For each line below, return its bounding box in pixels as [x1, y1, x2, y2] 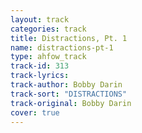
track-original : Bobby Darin [10, 98, 132, 108]
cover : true [10, 107, 60, 118]
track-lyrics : [10, 71, 70, 81]
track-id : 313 [10, 61, 70, 71]
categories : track [10, 24, 87, 34]
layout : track [10, 14, 70, 25]
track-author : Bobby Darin [10, 80, 123, 90]
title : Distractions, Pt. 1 [10, 33, 128, 43]
